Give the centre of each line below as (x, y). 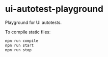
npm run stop (18, 50)
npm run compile (22, 41)
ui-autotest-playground (54, 9)
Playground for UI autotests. (33, 22)
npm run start (20, 45)
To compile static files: (28, 32)
